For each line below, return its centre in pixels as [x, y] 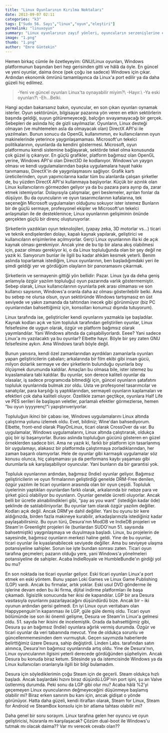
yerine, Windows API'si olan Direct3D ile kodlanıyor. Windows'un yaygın [79, 160]
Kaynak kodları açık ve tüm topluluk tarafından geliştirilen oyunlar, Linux [79, 322]
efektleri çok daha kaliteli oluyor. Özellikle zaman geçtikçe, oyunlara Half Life [84, 396]
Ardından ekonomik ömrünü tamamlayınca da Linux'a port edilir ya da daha [82, 77]
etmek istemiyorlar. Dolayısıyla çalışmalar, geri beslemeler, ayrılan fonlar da [82, 192]
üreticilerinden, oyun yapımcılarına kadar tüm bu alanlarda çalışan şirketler [82, 176]
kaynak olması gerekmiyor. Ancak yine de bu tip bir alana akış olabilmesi [79, 244]
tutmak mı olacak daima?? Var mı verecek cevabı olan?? [62, 726]
